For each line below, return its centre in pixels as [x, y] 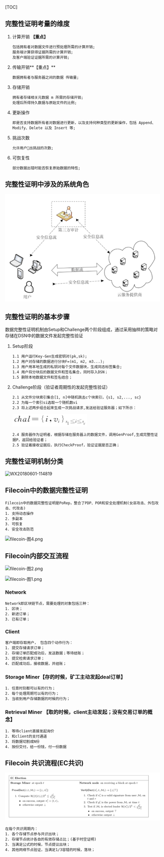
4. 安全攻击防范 [19, 529]
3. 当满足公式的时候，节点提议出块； [38, 844]
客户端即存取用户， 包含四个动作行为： [39, 643]
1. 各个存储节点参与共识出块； [32, 834]
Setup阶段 [23, 346]
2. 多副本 [14, 519]
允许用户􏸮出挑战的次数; [33, 148]
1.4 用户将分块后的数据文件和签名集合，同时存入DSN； [60, 372]
